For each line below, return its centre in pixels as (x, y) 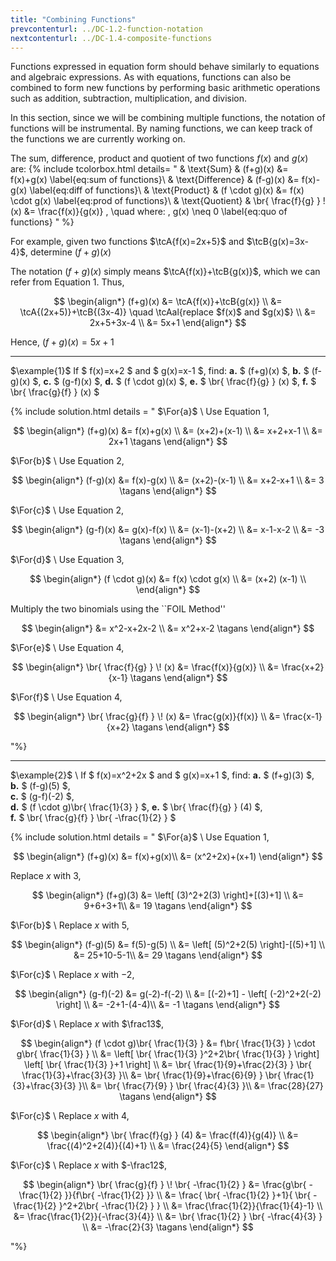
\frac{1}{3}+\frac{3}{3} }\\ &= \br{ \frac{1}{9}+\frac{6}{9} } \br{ (151, 1075)
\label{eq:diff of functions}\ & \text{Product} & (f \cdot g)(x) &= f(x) (167, 190)
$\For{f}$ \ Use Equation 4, (66, 697)
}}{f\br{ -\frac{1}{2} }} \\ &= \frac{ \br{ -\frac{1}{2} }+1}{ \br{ (188, 1195)
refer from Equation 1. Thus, (67, 282)
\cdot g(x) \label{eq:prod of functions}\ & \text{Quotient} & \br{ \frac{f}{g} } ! (168, 201)
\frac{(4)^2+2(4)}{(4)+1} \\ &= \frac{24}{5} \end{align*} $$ (168, 1146)
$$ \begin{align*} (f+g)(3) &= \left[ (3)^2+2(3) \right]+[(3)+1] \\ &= (168, 895)
